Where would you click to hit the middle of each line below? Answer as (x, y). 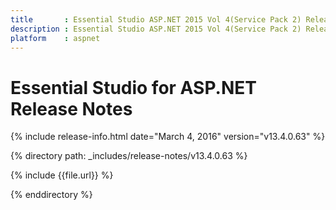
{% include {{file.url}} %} (62, 175)
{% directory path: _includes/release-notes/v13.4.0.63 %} (129, 156)
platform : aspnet (55, 38)
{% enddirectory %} (51, 195)
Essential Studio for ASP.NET (134, 87)
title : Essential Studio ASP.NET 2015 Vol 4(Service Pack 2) (156, 19)
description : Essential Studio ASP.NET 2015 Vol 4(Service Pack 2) (156, 29)
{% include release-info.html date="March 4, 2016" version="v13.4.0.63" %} (168, 137)
